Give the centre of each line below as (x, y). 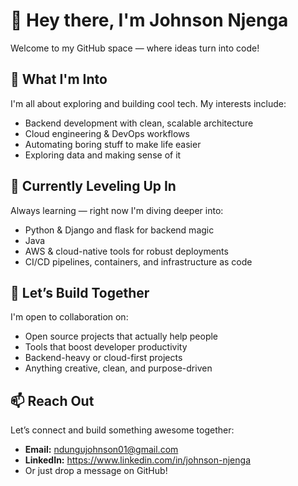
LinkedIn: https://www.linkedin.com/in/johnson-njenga (137, 460)
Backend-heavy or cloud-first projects (103, 358)
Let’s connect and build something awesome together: (122, 430)
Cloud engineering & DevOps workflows (107, 133)
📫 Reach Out (52, 400)
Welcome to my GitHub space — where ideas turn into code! (135, 48)
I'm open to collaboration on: (69, 317)
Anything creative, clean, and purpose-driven (118, 368)
